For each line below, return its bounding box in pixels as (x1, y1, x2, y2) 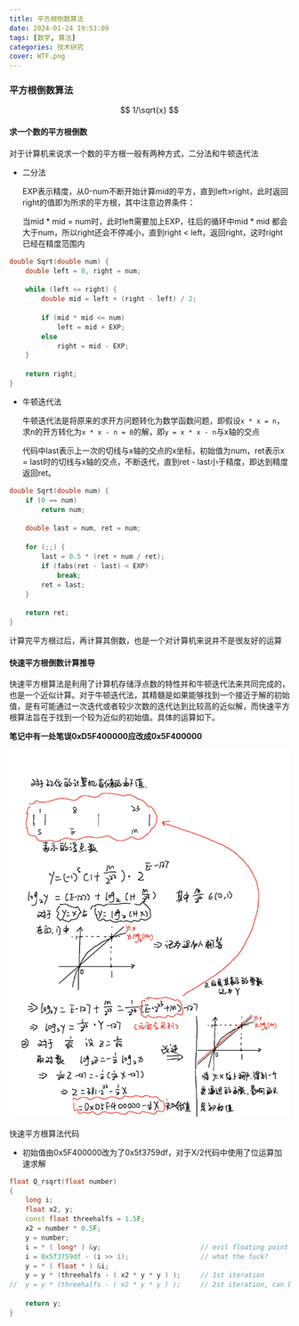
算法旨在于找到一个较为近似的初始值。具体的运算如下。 (16, 712, 220, 723)
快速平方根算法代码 (9, 1127, 80, 1139)
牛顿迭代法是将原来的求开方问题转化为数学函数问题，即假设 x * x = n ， (21, 415, 285, 426)
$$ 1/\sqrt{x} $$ (119, 105, 180, 116)
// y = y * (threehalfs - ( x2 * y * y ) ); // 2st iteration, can (9, 1281, 285, 1289)
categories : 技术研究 (9, 43, 85, 52)
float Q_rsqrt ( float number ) (9, 1176, 117, 1186)
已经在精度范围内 (21, 238, 85, 248)
